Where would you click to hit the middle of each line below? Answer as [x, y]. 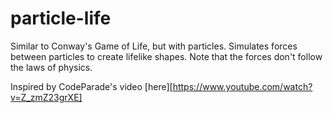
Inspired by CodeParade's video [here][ [91, 86]
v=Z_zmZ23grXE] [46, 97]
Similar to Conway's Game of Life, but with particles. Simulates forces [154, 46]
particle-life [61, 18]
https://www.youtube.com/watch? [242, 86]
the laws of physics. [51, 67]
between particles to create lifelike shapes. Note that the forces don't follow [166, 56]
